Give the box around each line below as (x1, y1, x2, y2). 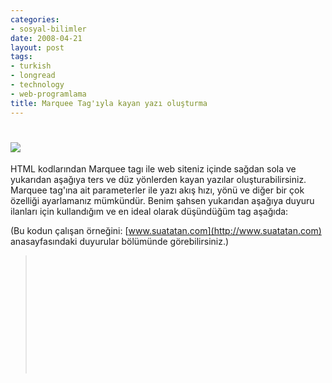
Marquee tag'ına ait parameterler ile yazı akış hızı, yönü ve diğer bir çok (10, 184, 305, 196)
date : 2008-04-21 (10, 33, 83, 43)
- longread (10, 71, 56, 81)
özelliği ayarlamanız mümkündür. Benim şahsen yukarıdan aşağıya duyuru (10, 195, 315, 207)
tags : (10, 52, 33, 62)
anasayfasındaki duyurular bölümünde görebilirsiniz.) (10, 236, 230, 248)
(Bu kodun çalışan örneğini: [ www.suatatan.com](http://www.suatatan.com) (10, 225, 322, 237)
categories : (10, 14, 60, 25)
